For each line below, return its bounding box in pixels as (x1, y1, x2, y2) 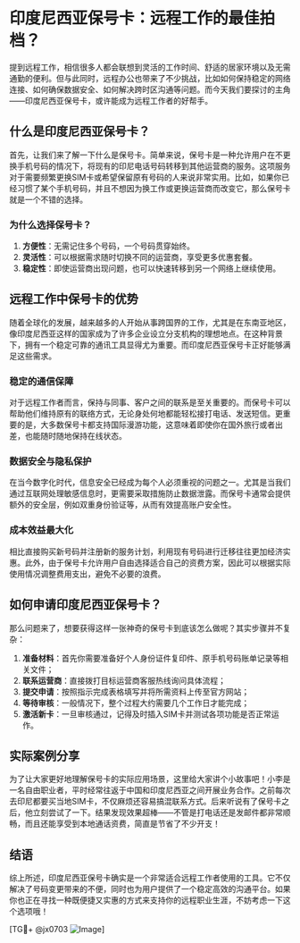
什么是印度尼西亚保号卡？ (9, 124, 150, 139)
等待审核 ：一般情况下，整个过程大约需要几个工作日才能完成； (21, 697, 250, 708)
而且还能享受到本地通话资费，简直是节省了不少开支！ (24, 819, 221, 829)
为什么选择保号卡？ (9, 218, 92, 231)
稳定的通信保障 (9, 375, 74, 387)
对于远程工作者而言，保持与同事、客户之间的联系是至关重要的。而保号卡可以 (9, 397, 291, 408)
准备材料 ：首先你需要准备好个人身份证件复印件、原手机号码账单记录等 (21, 653, 281, 663)
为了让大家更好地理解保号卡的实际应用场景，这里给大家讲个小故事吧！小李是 (9, 774, 291, 785)
